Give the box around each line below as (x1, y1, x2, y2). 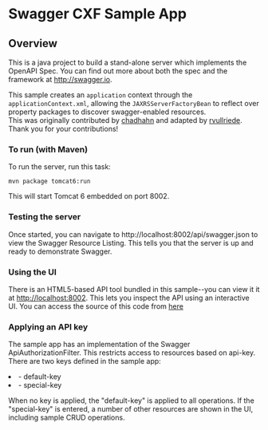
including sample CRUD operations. (8, 412, 125, 423)
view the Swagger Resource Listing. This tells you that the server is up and (8, 238, 254, 247)
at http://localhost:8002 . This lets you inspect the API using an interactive (8, 293, 250, 302)
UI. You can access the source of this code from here (8, 301, 183, 311)
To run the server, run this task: (8, 162, 112, 172)
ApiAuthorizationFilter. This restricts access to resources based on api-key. (8, 348, 256, 357)
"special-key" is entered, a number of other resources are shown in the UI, (8, 404, 254, 414)
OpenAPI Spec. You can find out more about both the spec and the (8, 66, 228, 76)
